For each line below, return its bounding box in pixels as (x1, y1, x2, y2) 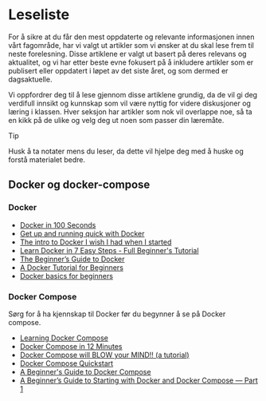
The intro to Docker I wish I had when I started (19, 237, 172, 247)
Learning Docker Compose (19, 333, 109, 343)
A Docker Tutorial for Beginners (19, 262, 123, 272)
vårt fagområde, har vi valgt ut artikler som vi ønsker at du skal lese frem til (8, 40, 255, 50)
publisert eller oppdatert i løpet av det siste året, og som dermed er (8, 66, 229, 75)
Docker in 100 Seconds (19, 220, 96, 229)
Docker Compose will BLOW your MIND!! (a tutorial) (19, 350, 190, 359)
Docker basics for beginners (19, 271, 114, 280)
